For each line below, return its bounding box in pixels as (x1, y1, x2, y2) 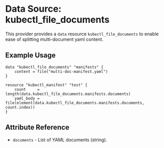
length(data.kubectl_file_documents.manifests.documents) (5, 91, 131, 96)
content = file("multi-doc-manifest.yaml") (14, 69, 108, 74)
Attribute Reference (5, 123, 70, 132)
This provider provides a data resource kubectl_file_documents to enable (5, 31, 159, 37)
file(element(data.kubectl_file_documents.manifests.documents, (5, 100, 145, 105)
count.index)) (5, 105, 36, 110)
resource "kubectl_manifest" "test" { (5, 82, 88, 87)
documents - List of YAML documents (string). (12, 136, 107, 143)
